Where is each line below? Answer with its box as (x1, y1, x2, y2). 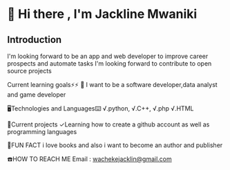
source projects (7, 67, 52, 75)
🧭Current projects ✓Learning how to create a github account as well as (7, 120, 210, 129)
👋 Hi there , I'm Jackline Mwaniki (7, 6, 198, 22)
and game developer (7, 91, 66, 99)
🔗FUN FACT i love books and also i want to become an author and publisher (7, 141, 223, 149)
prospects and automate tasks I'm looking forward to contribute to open (7, 59, 212, 68)
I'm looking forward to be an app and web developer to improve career (7, 52, 209, 60)
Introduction (7, 34, 62, 46)
